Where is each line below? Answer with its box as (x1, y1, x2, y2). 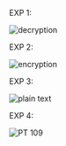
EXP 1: (9, 8, 33, 18)
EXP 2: (9, 42, 33, 52)
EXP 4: (9, 111, 33, 120)
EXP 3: (9, 76, 33, 87)
